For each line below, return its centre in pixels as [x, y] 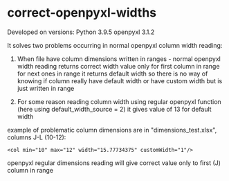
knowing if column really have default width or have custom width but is [120, 80]
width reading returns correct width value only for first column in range [118, 66]
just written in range [46, 88]
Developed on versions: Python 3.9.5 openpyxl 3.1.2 [81, 32]
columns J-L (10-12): [37, 137]
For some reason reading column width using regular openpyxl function [119, 101]
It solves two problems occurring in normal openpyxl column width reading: [115, 45]
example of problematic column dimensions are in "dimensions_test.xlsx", [112, 130]
